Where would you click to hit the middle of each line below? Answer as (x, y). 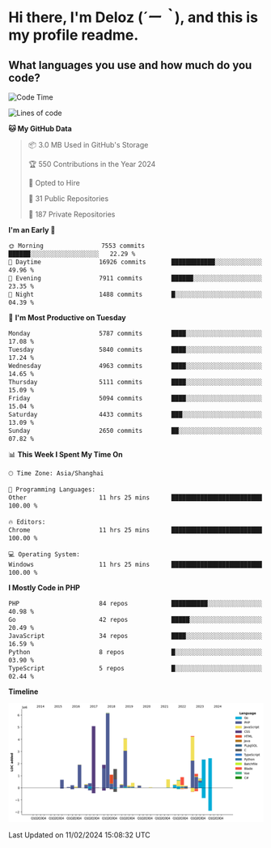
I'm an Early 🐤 (32, 230)
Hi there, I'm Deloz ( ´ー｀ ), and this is (133, 17)
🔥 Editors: (27, 522)
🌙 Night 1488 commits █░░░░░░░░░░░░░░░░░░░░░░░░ (135, 294)
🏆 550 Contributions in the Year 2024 (92, 164)
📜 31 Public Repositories (68, 199)
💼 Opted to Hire (54, 183)
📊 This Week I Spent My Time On (66, 454)
